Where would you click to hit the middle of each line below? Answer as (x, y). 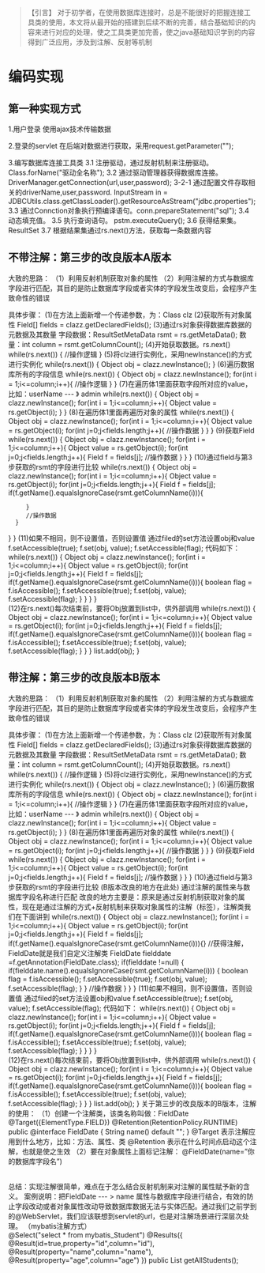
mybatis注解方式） (61, 1226)
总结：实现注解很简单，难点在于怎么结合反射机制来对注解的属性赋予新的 (125, 1186)
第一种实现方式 (45, 109)
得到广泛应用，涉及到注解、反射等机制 (90, 42)
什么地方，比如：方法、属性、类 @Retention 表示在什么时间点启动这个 (136, 1141)
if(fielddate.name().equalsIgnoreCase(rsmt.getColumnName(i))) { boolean (128, 970)
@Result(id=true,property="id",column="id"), (82, 1243)
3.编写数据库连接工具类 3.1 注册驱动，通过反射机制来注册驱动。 (111, 162)
